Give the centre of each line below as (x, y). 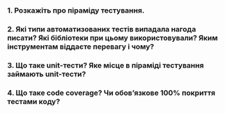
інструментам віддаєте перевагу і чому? (81, 46)
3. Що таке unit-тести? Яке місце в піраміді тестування (106, 65)
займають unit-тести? (47, 74)
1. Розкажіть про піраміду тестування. (76, 10)
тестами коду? (34, 101)
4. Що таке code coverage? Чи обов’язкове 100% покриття (111, 93)
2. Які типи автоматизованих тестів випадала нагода (102, 29)
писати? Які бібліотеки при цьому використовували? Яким (113, 38)
